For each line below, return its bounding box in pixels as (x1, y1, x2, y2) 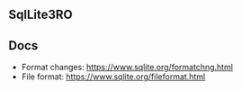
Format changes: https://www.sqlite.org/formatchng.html (21, 62, 233, 73)
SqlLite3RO (8, 7, 73, 23)
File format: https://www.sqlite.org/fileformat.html (21, 71, 206, 82)
